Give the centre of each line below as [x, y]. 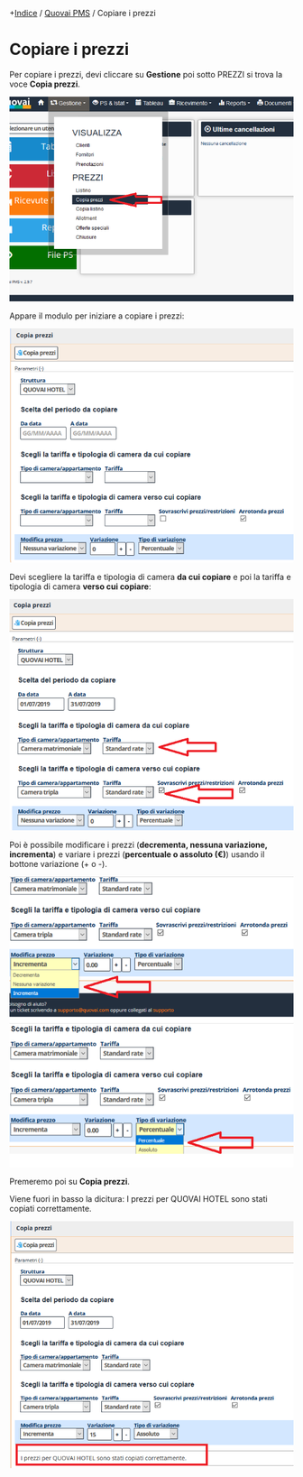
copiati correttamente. [50, 1209]
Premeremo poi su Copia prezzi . [70, 1182]
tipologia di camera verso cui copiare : [80, 586]
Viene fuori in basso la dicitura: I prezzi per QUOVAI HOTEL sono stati [138, 1199]
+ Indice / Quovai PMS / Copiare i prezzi [83, 13]
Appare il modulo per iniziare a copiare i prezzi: [97, 316]
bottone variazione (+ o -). [59, 864]
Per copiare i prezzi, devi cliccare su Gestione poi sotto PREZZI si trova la [146, 74]
